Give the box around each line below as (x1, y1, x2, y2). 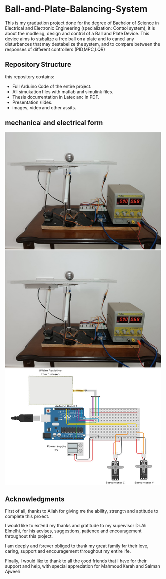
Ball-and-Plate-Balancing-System (5, 3, 148, 15)
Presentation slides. (12, 99, 53, 105)
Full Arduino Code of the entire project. (12, 83, 92, 89)
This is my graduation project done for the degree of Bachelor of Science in (5, 20, 159, 26)
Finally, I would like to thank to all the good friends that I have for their (5, 558, 147, 564)
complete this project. (5, 513, 50, 519)
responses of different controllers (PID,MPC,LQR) (5, 46, 105, 52)
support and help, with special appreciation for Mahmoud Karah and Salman (5, 563, 161, 569)
